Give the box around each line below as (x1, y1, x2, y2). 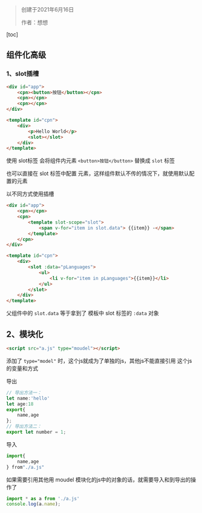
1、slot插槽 (6, 70, 39, 78)
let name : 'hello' (6, 395, 50, 402)
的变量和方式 (6, 365, 38, 372)
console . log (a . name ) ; (6, 501, 61, 508)
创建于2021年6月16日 (21, 6, 74, 13)
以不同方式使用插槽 (6, 190, 54, 197)
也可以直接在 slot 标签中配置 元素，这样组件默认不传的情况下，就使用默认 (6, 170, 189, 177)
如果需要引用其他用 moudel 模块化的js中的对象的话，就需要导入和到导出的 (6, 475, 191, 483)
